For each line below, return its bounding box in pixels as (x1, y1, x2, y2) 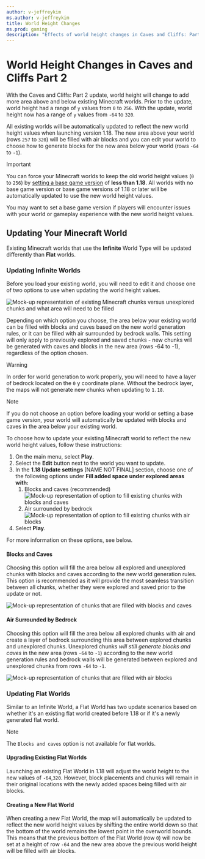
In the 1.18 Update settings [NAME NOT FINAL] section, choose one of (15, 466, 193, 473)
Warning (6, 361, 27, 369)
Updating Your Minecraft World (6, 228, 128, 239)
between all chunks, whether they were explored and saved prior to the (6, 583, 186, 591)
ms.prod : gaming (6, 26, 48, 32)
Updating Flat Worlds (6, 689, 71, 698)
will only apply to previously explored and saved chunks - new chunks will (6, 336, 193, 343)
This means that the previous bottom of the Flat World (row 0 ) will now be (6, 834, 191, 842)
